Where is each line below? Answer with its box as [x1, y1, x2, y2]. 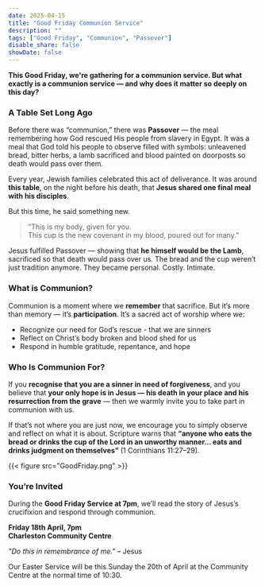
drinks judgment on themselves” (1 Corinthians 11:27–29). [8, 445, 200, 455]
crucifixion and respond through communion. [8, 507, 156, 517]
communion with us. [8, 405, 75, 414]
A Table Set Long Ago [8, 107, 93, 118]
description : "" [8, 26, 62, 34]
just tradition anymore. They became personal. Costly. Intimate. [8, 263, 216, 273]
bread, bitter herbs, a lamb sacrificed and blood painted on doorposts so [8, 150, 246, 160]
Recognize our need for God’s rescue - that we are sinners [19, 324, 212, 334]
